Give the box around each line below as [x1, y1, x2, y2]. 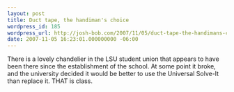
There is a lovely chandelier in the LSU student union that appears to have [7, 55, 219, 63]
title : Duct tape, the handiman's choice [7, 17, 130, 24]
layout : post [7, 10, 45, 17]
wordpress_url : [7, 29, 52, 37]
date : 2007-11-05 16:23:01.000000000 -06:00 [7, 36, 139, 43]
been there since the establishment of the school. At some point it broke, [7, 62, 216, 71]
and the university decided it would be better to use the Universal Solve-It [7, 70, 219, 78]
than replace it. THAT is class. [7, 77, 93, 85]
